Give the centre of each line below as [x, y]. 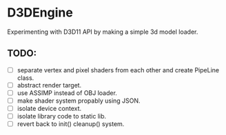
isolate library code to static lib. [62, 116]
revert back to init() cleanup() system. [71, 124]
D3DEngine [40, 13]
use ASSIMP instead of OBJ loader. [67, 93]
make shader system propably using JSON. [79, 101]
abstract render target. [49, 85]
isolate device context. [49, 108]
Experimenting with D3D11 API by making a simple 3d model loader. [103, 32]
